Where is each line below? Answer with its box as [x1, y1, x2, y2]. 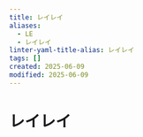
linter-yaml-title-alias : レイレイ [9, 46, 135, 55]
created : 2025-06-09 [9, 63, 86, 72]
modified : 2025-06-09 [9, 71, 89, 80]
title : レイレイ [9, 12, 64, 22]
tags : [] [9, 54, 41, 63]
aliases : [9, 21, 41, 30]
